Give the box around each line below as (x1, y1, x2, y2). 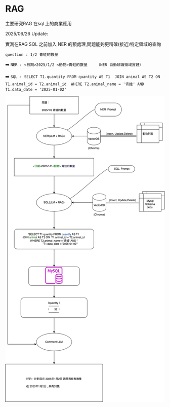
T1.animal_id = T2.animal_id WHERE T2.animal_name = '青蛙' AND (5, 82, 144, 87)
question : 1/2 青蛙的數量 (5, 52, 58, 57)
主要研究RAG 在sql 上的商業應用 (5, 20, 72, 26)
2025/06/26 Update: (5, 30, 49, 36)
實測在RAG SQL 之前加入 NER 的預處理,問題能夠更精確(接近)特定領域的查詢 (5, 41, 161, 47)
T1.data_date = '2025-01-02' (5, 87, 67, 92)
